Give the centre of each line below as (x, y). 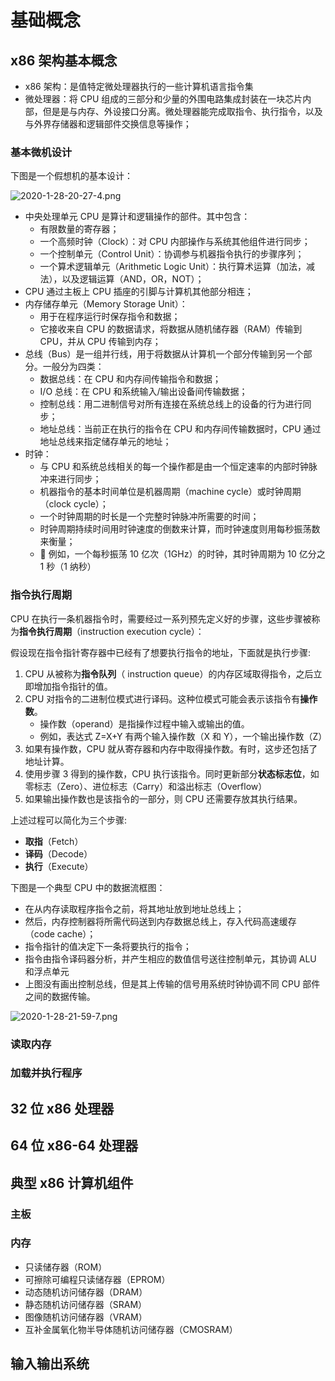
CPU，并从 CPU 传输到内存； (100, 342)
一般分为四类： (73, 367)
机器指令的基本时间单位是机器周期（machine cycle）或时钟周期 (170, 492)
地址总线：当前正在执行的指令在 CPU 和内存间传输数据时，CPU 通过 (180, 429)
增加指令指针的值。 (73, 686)
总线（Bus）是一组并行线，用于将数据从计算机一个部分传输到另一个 (164, 354)
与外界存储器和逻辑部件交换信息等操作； (108, 124)
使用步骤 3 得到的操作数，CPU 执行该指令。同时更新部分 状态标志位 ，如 (172, 773)
